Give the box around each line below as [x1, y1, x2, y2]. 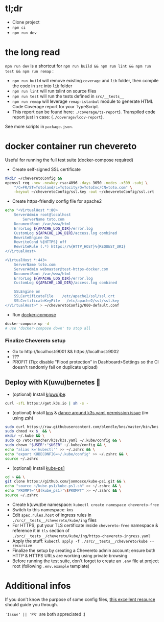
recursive [12, 543, 33, 548]
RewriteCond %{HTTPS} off [14, 239, 67, 245]
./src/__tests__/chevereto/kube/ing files [12, 517, 97, 523]
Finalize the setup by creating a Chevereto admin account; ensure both [12, 547, 156, 553]
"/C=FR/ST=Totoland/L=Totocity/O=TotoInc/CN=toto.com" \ [14, 185, 133, 190]
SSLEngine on [14, 289, 41, 294]
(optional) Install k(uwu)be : [12, 391, 67, 397]
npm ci [12, 25, 26, 30]
